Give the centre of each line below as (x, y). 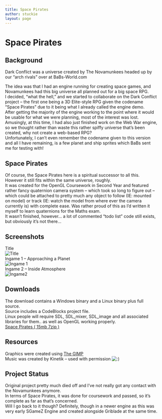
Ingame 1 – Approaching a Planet (38, 259)
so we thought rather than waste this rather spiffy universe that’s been (75, 128)
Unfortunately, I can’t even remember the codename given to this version (78, 138)
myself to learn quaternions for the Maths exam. (53, 211)
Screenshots (25, 237)
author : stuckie (21, 14)
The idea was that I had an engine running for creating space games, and (78, 86)
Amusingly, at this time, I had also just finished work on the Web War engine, (81, 123)
